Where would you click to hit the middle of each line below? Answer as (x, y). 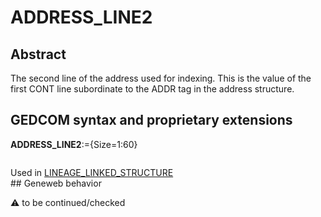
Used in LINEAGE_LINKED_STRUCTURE (92, 172)
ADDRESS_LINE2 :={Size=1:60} (74, 144)
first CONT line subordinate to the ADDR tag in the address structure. (152, 89)
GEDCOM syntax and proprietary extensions (151, 120)
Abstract (38, 54)
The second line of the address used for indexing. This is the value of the (161, 78)
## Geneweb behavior (56, 183)
